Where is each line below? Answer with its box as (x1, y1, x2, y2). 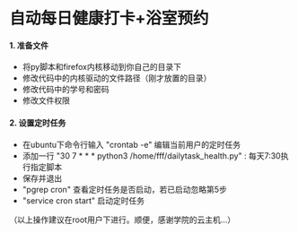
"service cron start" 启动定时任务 (22, 194, 145, 206)
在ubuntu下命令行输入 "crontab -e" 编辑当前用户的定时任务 (22, 139, 241, 150)
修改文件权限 (22, 95, 70, 106)
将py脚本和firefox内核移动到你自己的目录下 (22, 62, 182, 73)
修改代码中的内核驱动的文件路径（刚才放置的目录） (22, 73, 212, 83)
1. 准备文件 (9, 39, 49, 50)
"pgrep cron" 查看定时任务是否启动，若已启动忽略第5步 (22, 184, 227, 194)
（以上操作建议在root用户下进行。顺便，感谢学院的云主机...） (9, 214, 236, 225)
